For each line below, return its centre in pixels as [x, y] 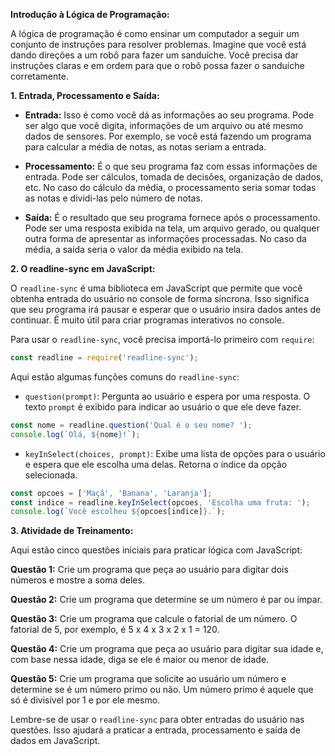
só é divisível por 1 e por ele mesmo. [85, 700]
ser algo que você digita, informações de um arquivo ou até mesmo [164, 125]
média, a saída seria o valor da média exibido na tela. [134, 249]
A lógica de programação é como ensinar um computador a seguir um [155, 33]
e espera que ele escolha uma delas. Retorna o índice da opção [156, 464]
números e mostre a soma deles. [77, 580]
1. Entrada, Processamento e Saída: [85, 95]
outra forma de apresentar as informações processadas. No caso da [165, 238]
